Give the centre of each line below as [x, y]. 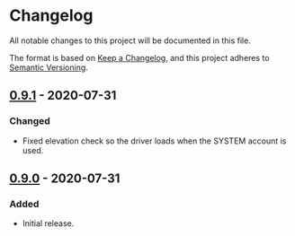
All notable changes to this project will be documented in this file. [130, 40]
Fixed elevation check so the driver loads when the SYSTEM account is [154, 141]
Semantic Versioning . [49, 67]
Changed [30, 121]
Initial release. [48, 223]
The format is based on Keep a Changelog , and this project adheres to [139, 57]
